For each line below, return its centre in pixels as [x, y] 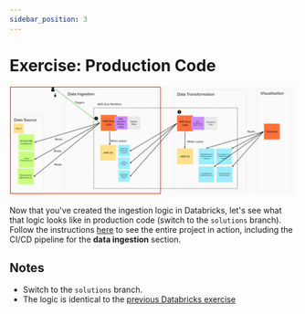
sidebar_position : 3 [49, 19]
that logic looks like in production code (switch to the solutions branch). [145, 220]
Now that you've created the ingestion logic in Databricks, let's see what [146, 210]
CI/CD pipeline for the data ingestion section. [95, 239]
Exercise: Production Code [113, 65]
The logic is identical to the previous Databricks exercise [129, 299]
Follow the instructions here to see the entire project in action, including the [152, 229]
